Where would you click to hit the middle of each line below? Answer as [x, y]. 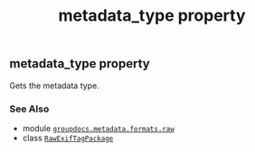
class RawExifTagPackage [68, 138]
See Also [29, 109]
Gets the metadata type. [54, 85]
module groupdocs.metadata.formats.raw [98, 128]
